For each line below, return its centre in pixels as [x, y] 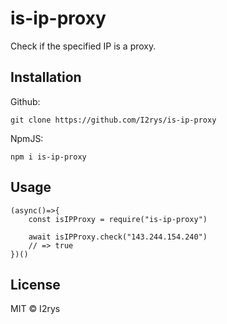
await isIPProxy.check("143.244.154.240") [118, 237]
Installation [46, 77]
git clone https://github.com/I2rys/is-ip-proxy [113, 120]
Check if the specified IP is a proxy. [83, 46]
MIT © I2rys [35, 309]
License [35, 284]
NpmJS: [27, 138]
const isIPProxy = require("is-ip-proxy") [118, 219]
